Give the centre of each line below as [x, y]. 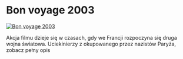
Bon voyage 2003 [51, 10]
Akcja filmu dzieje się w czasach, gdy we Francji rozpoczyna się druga [92, 37]
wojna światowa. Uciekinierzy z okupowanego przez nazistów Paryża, [91, 44]
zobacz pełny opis [28, 50]
